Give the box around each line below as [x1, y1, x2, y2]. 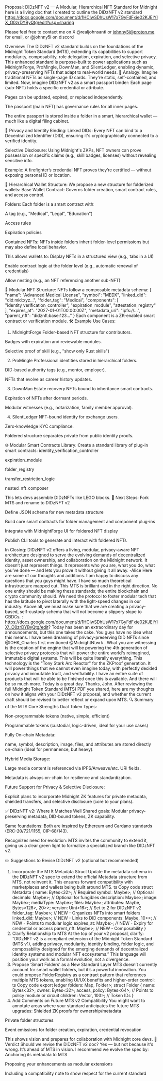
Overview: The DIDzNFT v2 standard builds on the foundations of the [5, 44, 144, 49]
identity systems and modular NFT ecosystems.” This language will [12, 951, 147, 957]
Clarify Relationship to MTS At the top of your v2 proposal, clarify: [12, 931, 144, 936]
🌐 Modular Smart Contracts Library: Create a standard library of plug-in [5, 442, 148, 448]
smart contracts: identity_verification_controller [5, 448, 98, 453]
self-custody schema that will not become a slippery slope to [19, 609, 142, 615]
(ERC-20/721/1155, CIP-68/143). [5, 828, 68, 834]
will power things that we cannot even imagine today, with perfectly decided [5, 665, 158, 671]
